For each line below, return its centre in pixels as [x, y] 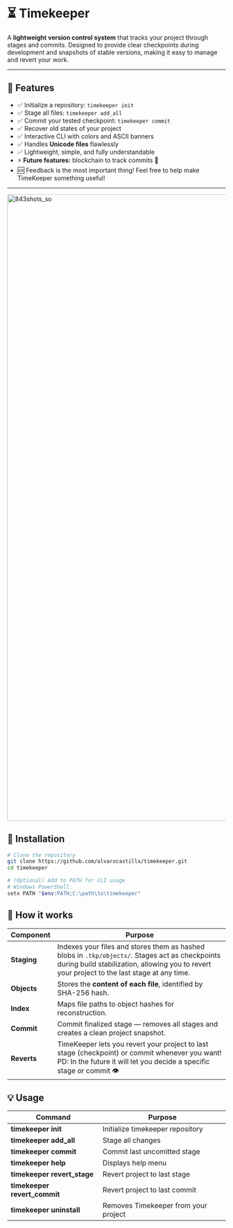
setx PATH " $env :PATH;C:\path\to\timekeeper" [74, 893]
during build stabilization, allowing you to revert [134, 963]
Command [53, 1117]
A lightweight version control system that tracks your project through [108, 37]
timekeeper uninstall [45, 1210]
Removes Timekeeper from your [155, 1206]
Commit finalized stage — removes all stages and [138, 1024]
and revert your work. [38, 59]
